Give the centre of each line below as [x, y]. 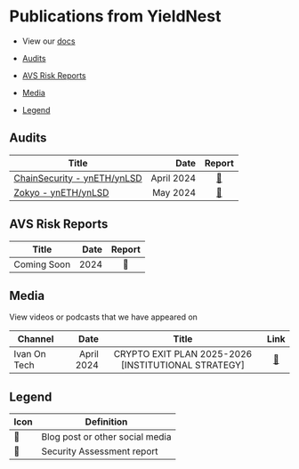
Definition [106, 422]
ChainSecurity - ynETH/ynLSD [78, 178]
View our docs [48, 41]
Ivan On [30, 354]
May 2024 [174, 192]
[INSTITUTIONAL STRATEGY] [182, 365]
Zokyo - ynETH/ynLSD [61, 192]
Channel [36, 339]
